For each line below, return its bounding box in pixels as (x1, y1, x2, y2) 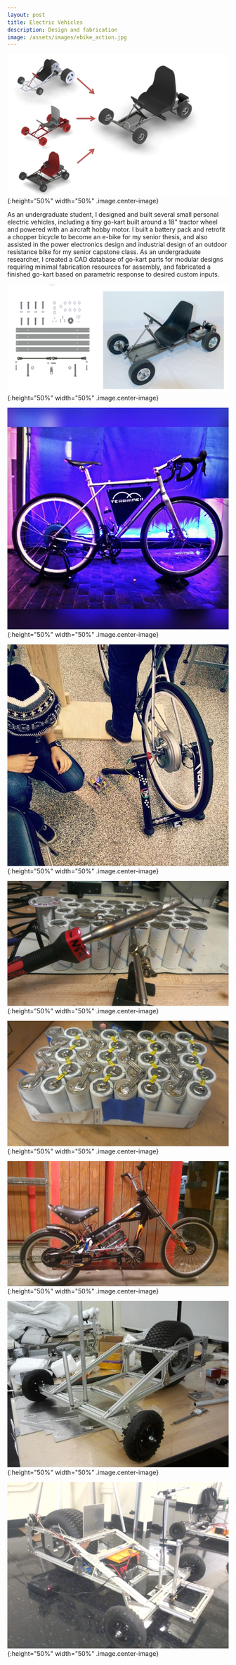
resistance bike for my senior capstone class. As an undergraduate (7, 247, 202, 256)
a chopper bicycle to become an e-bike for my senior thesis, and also (7, 232, 209, 241)
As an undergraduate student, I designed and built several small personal (7, 210, 219, 218)
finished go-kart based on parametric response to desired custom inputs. (7, 270, 220, 278)
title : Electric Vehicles (7, 18, 83, 26)
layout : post (7, 11, 46, 18)
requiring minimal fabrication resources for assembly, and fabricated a (7, 262, 211, 271)
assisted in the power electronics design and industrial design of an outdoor (7, 240, 228, 248)
